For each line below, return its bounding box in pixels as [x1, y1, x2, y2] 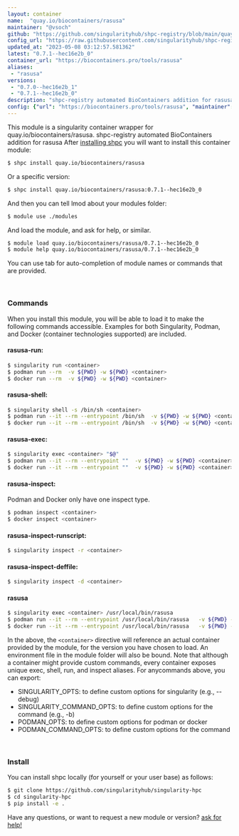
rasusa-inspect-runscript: [7, 531, 87, 539]
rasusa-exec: [7, 434, 48, 443]
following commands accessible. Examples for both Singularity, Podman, [7, 322, 221, 330]
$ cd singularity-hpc [7, 793, 72, 801]
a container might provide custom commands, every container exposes [7, 658, 216, 667]
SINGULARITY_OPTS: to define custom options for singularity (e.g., [17, 687, 215, 695]
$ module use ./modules [7, 213, 78, 220]
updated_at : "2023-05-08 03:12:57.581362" [7, 44, 135, 51]
